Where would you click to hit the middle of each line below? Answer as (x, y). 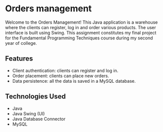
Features (19, 59)
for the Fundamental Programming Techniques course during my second (79, 38)
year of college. (21, 43)
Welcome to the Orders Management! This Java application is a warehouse (81, 22)
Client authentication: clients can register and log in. (65, 70)
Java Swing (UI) (29, 113)
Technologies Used (35, 97)
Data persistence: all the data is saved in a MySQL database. (74, 81)
